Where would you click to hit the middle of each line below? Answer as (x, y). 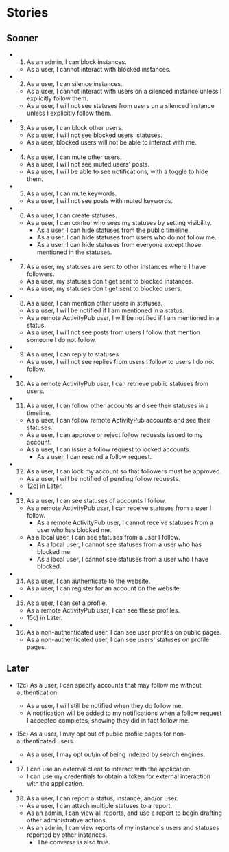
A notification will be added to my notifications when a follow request (124, 713)
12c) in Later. (45, 486)
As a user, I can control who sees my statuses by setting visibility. (119, 223)
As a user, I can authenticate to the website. (88, 581)
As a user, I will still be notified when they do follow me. (105, 705)
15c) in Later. (45, 618)
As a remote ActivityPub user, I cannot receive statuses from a (125, 522)
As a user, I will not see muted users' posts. (88, 164)
